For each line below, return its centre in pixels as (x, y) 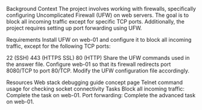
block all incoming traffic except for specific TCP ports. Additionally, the (96, 21)
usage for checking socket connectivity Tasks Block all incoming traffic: (96, 89)
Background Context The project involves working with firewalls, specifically (101, 9)
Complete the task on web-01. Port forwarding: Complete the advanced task (101, 95)
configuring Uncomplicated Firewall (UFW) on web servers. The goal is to (97, 15)
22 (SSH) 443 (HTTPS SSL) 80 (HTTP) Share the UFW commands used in (98, 58)
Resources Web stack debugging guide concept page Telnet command (94, 82)
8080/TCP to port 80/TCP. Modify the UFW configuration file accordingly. (98, 71)
